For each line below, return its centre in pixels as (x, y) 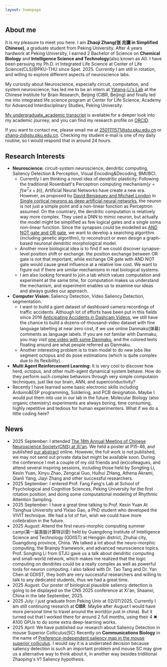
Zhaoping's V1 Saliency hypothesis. (49, 659)
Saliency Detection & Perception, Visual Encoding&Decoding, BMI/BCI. (84, 174)
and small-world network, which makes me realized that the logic (79, 558)
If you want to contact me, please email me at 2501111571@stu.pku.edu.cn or (83, 130)
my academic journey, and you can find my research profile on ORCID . (77, 121)
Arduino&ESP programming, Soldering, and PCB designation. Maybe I (83, 392)
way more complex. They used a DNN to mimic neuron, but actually (89, 217)
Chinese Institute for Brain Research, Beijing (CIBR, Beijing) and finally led (80, 95)
